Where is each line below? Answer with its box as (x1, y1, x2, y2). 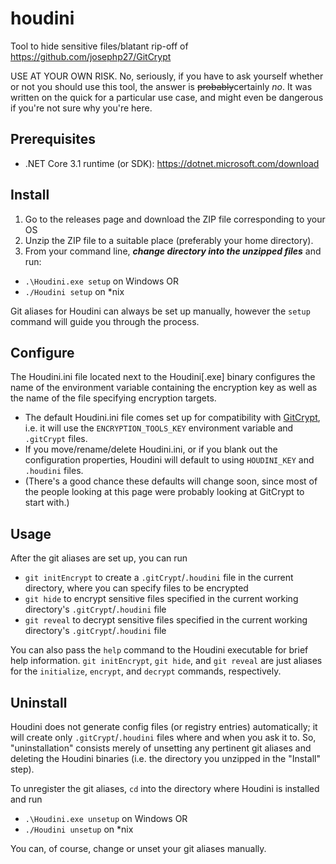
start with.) (24, 497, 70, 509)
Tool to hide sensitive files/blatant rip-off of (10, 40, 189, 52)
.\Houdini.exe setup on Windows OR (24, 275, 180, 287)
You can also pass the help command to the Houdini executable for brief (10, 644, 309, 656)
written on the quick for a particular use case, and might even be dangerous (10, 91, 324, 103)
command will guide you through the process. (10, 315, 200, 327)
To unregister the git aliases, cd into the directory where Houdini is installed (10, 783, 320, 794)
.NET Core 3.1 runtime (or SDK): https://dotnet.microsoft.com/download (24, 157, 320, 169)
